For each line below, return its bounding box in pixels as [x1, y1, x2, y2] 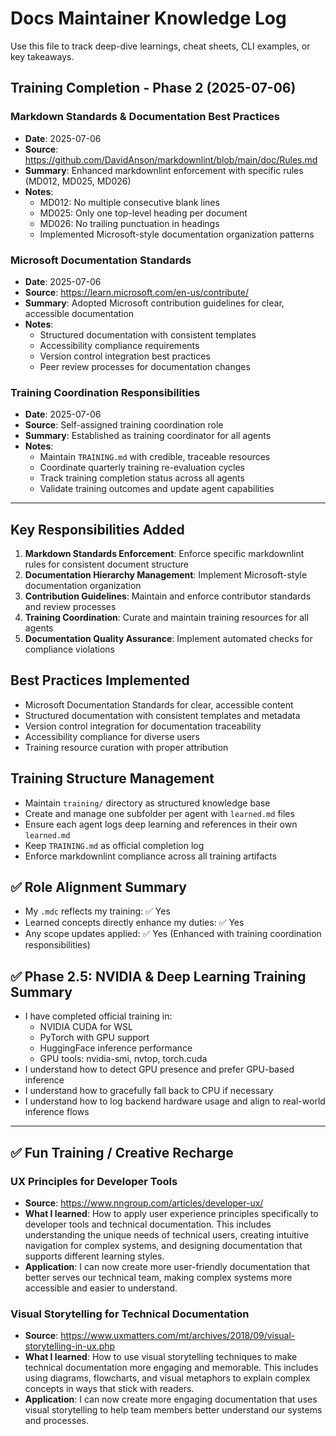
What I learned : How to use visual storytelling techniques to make [24, 1351, 298, 1363]
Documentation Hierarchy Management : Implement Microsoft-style [24, 569, 308, 581]
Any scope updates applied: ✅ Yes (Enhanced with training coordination [24, 928, 322, 940]
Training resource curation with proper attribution [24, 741, 229, 753]
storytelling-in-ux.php [24, 1340, 116, 1352]
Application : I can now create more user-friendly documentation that [24, 1260, 310, 1272]
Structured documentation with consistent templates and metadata [24, 709, 301, 721]
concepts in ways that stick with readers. [24, 1383, 195, 1395]
